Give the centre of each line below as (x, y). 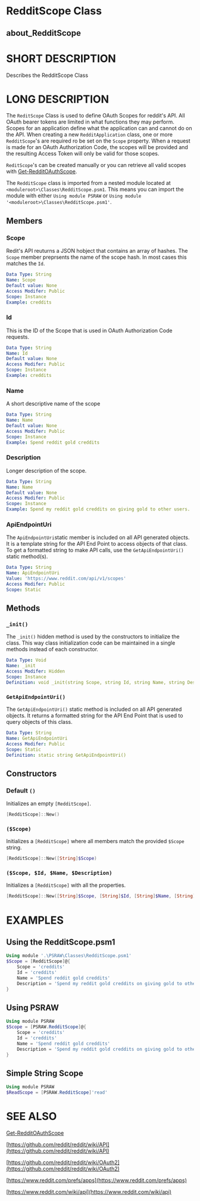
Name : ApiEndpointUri (33, 573)
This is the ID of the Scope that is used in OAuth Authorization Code (89, 330)
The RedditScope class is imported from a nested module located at (88, 183)
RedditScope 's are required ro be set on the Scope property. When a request (98, 141)
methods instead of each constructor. (52, 649)
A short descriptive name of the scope (53, 404)
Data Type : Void (26, 660)
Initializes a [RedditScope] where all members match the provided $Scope (95, 841)
